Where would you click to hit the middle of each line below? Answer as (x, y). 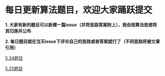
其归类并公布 (18, 31)
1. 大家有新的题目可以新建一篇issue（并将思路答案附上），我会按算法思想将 (81, 25)
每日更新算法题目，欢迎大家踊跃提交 (79, 10)
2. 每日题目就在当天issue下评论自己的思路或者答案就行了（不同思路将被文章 (82, 41)
